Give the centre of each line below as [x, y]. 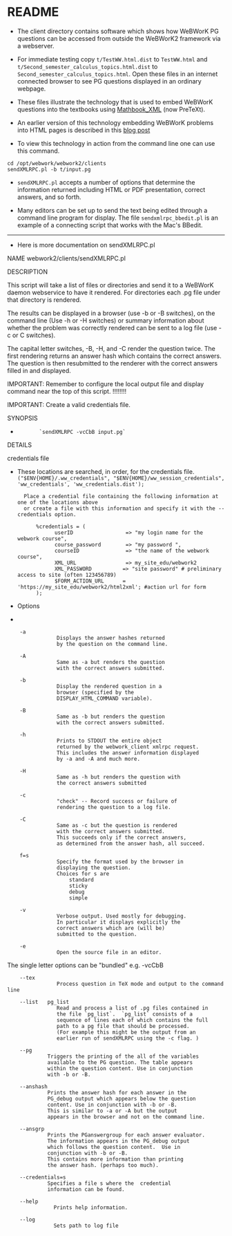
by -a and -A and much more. [98, 759]
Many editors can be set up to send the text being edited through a [112, 210]
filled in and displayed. [39, 370]
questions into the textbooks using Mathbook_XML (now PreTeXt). [111, 109]
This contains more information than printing [116, 1159]
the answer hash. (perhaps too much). [103, 1165]
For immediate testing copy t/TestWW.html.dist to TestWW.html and [112, 59]
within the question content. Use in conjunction [120, 1068]
